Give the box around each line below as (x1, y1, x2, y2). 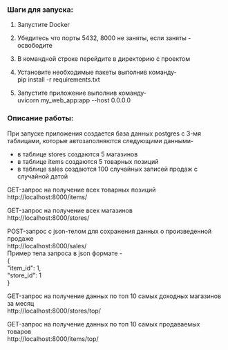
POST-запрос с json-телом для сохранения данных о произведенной (7, 227, 212, 235)
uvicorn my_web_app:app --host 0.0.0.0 (17, 96, 131, 104)
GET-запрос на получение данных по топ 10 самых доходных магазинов (7, 292, 222, 300)
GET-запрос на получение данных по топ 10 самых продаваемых (7, 320, 200, 328)
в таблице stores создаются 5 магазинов (17, 150, 138, 158)
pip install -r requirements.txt (17, 75, 100, 84)
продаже (7, 234, 34, 243)
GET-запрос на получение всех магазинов (7, 206, 133, 214)
